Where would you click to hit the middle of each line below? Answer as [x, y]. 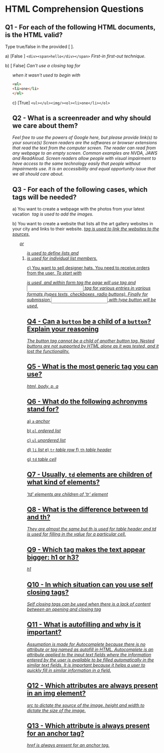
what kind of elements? [63, 482]
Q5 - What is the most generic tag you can [92, 367]
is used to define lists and [53, 253]
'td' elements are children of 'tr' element [67, 494]
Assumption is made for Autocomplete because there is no [86, 644]
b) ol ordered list [44, 430]
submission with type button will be [91, 300]
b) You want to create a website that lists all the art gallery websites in [82, 224]
